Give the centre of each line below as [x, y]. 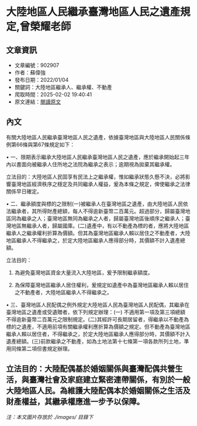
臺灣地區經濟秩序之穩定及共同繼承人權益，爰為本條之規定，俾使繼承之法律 [101, 184]
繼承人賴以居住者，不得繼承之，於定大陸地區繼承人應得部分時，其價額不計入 [98, 334]
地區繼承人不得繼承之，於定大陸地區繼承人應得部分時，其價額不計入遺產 [93, 240]
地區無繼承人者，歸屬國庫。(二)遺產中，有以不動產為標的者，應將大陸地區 [100, 225]
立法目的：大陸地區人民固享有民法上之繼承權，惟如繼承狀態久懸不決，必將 [96, 177]
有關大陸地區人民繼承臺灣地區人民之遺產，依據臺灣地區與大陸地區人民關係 [96, 137]
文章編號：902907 [37, 65]
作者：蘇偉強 [30, 73]
